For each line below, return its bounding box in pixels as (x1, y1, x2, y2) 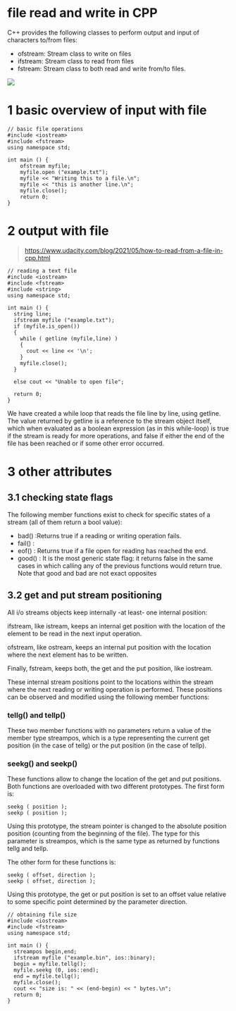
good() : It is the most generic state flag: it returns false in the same (17, 554, 213, 562)
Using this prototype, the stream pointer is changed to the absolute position (7, 822, 227, 831)
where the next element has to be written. (7, 650, 129, 659)
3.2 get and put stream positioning (7, 590, 162, 602)
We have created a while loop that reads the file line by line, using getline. (7, 409, 221, 417)
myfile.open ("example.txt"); (20, 168, 109, 175)
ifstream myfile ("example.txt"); (13, 316, 115, 323)
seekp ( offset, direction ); (7, 878, 97, 885)
